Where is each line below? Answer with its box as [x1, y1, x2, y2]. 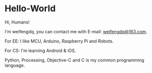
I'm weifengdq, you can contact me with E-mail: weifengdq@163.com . [4, 28, 148, 34]
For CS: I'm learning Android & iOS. [4, 48, 76, 53]
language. [4, 62, 25, 68]
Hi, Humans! [4, 19, 30, 25]
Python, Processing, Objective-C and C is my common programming [4, 57, 145, 63]
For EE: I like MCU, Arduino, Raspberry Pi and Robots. [4, 38, 114, 44]
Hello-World [4, 3, 56, 14]
